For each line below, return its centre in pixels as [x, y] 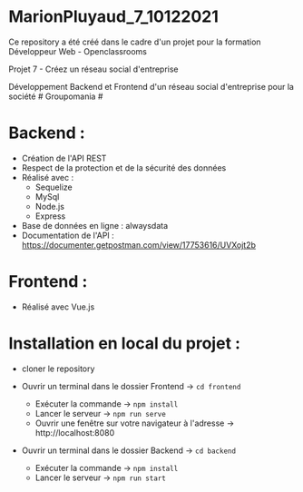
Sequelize [54, 187]
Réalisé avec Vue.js [58, 307]
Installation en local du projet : [125, 343]
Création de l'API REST [64, 158]
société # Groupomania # [56, 96]
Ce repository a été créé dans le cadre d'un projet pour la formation [135, 42]
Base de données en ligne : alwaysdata [95, 225]
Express [50, 216]
